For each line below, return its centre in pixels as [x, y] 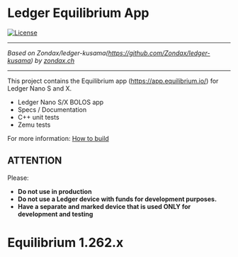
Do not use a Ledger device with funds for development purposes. [117, 199]
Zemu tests [34, 125]
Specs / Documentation [52, 109]
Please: [18, 178]
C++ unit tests [38, 117]
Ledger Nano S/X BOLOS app [61, 102]
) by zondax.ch [53, 60]
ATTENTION [35, 161]
